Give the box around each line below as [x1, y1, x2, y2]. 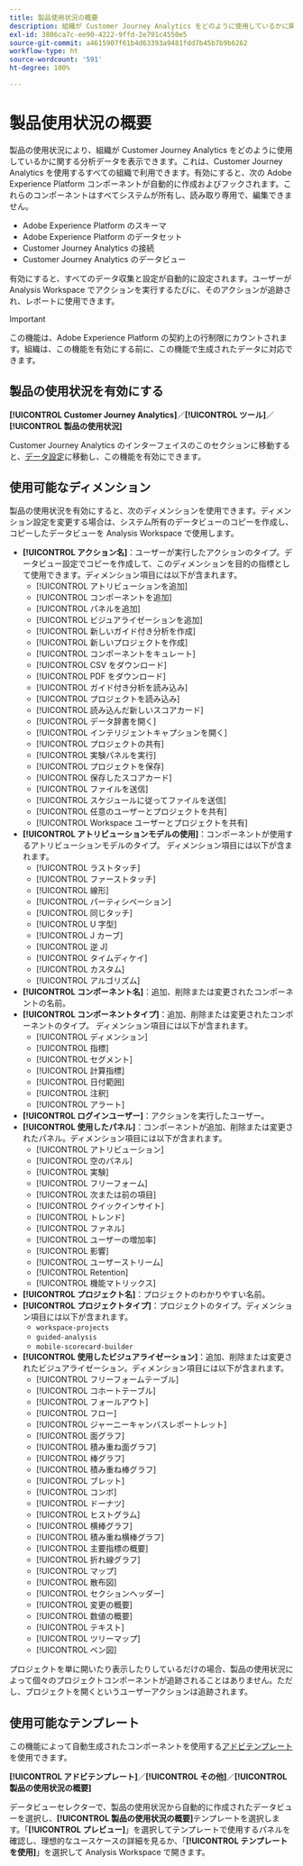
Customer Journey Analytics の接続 [22, 242, 155, 253]
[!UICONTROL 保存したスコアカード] [35, 773, 173, 783]
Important [9, 313, 46, 325]
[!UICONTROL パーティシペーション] [35, 896, 171, 907]
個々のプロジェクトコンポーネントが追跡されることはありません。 [32, 1675, 278, 1686]
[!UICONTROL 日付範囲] [35, 1076, 125, 1087]
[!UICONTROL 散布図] [35, 1577, 117, 1587]
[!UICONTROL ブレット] [35, 1476, 125, 1486]
